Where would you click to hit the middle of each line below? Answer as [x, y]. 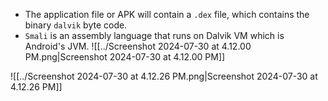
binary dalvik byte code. [76, 25]
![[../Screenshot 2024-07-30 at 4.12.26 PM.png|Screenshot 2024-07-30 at [164, 76]
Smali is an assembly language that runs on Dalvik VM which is [154, 35]
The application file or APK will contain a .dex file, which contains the [167, 14]
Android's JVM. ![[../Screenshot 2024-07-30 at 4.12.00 [138, 46]
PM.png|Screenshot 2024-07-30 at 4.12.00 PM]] [125, 57]
